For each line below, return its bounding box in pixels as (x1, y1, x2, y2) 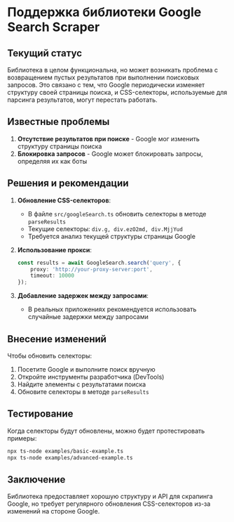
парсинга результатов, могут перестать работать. (7, 96, 158, 104)
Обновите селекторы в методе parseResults (17, 387, 149, 396)
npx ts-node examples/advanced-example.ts (7, 454, 133, 461)
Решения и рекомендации (7, 177, 129, 190)
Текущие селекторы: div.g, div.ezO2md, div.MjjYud (27, 224, 184, 233)
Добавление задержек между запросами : (17, 292, 149, 300)
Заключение (7, 474, 66, 485)
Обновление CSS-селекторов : (17, 196, 111, 204)
